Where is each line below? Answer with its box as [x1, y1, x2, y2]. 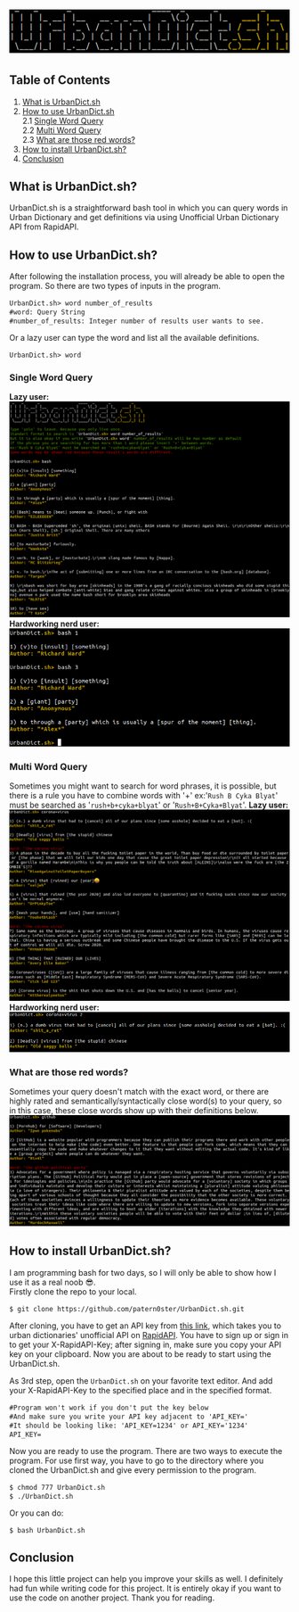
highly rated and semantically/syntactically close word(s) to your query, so [9, 1095, 283, 1106]
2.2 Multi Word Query [21, 125, 101, 136]
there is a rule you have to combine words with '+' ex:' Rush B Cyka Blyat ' [9, 790, 279, 801]
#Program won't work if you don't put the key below [9, 1403, 209, 1412]
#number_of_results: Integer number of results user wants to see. [9, 317, 265, 326]
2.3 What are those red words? [21, 134, 136, 145]
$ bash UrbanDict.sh [9, 1525, 86, 1534]
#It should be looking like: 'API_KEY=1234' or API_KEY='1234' [9, 1421, 249, 1430]
